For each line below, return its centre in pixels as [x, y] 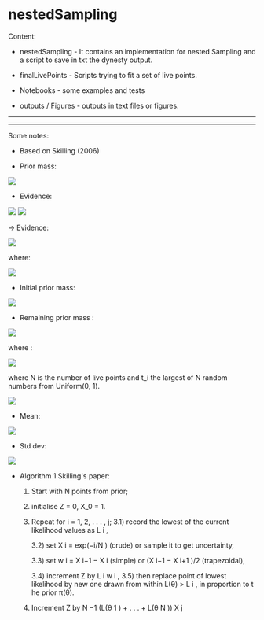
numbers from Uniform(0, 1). [54, 386]
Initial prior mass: [48, 287]
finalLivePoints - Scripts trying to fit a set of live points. [108, 75]
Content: [22, 36]
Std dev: [33, 445]
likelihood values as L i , [70, 530]
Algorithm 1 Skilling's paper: [64, 476]
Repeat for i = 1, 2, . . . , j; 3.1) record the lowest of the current [130, 522]
